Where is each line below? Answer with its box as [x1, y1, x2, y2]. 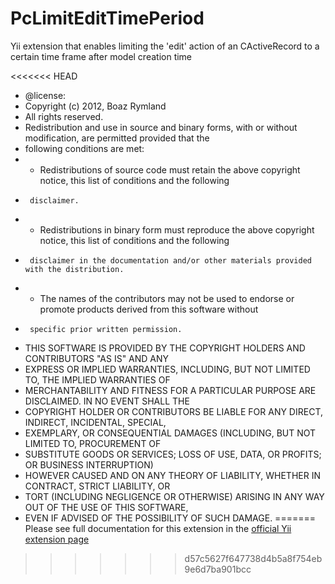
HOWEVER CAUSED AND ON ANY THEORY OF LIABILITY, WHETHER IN [24, 469, 321, 481]
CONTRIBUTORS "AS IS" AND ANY [24, 352, 170, 364]
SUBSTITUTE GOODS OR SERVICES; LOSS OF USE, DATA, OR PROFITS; [24, 448, 322, 460]
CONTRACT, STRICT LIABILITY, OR [24, 480, 171, 492]
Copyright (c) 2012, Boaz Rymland [24, 100, 167, 112]
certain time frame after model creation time [10, 50, 193, 62]
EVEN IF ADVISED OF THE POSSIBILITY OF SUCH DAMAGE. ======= [24, 512, 316, 524]
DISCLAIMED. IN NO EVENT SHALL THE [24, 395, 190, 407]
